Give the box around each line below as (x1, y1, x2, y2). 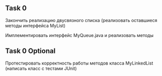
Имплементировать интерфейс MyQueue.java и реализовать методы (5, 32, 153, 38)
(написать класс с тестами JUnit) (5, 65, 77, 71)
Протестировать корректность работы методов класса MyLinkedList (5, 60, 153, 66)
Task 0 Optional (5, 47, 56, 55)
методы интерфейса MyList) (5, 22, 66, 28)
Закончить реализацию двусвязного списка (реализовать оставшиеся (5, 17, 157, 23)
